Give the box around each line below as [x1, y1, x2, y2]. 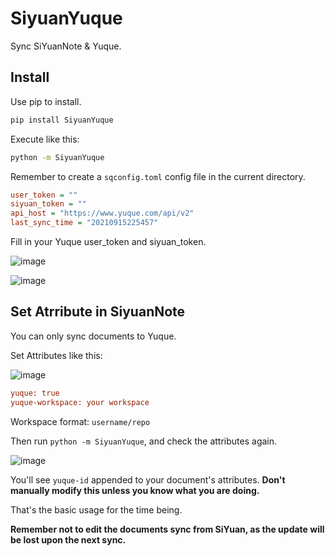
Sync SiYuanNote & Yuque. [10, 40, 122, 52]
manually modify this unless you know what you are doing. [10, 484, 260, 496]
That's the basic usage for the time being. [10, 503, 183, 516]
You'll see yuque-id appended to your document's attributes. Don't [10, 473, 286, 486]
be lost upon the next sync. [10, 533, 127, 546]
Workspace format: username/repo [10, 415, 151, 427]
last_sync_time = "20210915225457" [10, 218, 159, 228]
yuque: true [10, 388, 60, 398]
